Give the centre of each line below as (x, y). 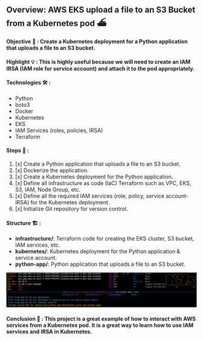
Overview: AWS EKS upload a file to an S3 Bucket (101, 10)
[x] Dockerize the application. (52, 170)
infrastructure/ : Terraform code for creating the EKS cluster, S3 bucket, (105, 239)
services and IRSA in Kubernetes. (49, 332)
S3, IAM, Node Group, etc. (48, 189)
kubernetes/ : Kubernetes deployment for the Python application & (98, 251)
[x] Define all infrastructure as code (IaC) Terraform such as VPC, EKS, (103, 183)
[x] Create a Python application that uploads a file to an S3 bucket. (98, 164)
